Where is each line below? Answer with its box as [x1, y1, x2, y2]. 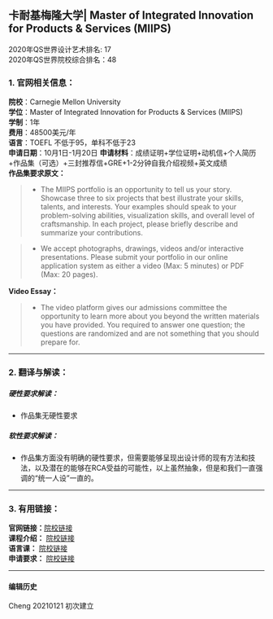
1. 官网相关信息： [8, 77, 76, 88]
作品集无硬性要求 [19, 410, 78, 420]
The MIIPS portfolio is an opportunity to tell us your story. [40, 185, 232, 195]
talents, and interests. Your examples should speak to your [40, 202, 237, 212]
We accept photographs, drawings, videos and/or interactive [40, 244, 244, 253]
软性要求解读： [8, 431, 58, 441]
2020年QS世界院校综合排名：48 [8, 55, 117, 64]
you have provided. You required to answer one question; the [40, 320, 245, 330]
